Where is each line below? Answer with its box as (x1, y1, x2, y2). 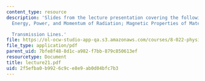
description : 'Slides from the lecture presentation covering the (6, 15, 179, 21)
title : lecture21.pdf (6, 59, 62, 66)
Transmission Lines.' (12, 31, 67, 37)
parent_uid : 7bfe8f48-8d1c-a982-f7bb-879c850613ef (6, 48, 138, 55)
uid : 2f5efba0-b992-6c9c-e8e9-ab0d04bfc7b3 (6, 65, 119, 71)
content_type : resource (6, 9, 67, 15)
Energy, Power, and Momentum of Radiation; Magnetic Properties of (12, 20, 187, 26)
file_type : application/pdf (6, 43, 78, 49)
